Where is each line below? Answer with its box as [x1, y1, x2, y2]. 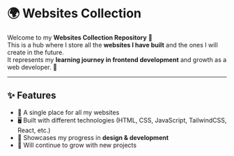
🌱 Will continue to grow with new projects [17, 141, 137, 149]
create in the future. [7, 48, 64, 56]
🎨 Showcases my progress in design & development [17, 133, 169, 141]
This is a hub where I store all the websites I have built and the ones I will [7, 40, 218, 49]
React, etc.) [17, 126, 51, 134]
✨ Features [7, 90, 56, 102]
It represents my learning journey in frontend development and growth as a [7, 55, 227, 63]
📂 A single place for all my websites [17, 108, 120, 116]
